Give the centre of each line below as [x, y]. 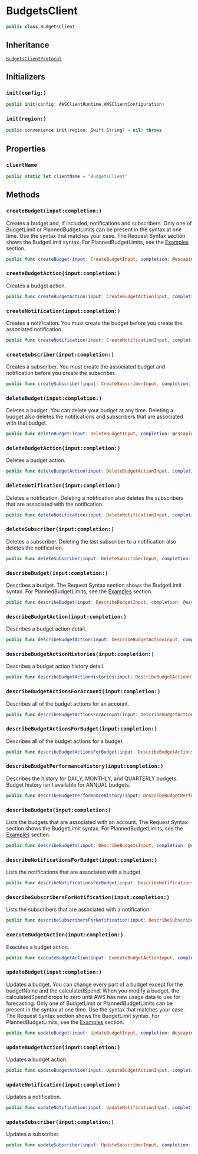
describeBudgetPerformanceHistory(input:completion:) [85, 766]
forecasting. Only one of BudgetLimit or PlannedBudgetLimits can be [89, 1003]
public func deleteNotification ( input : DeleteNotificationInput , [88, 515]
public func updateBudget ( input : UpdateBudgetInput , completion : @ [91, 1033]
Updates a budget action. [37, 1059]
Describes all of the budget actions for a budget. [65, 741]
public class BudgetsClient [41, 27]
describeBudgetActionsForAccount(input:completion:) [83, 691]
